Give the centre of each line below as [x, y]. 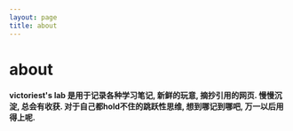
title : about [33, 26]
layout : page [33, 17]
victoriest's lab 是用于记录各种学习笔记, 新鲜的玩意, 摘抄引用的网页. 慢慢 [142, 96]
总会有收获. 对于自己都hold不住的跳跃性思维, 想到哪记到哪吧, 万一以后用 [152, 106]
